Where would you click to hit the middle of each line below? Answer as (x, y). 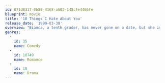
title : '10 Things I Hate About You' (44, 19)
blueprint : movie (23, 14)
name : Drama (26, 73)
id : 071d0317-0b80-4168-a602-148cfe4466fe (49, 10)
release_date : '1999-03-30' (34, 23)
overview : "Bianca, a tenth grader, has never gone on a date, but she (80, 28)
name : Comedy (27, 46)
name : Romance (28, 60)
